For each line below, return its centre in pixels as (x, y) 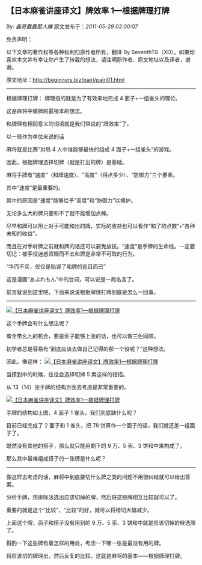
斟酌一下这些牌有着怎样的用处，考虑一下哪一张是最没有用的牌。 (85, 543)
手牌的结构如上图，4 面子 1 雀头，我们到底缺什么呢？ (72, 412)
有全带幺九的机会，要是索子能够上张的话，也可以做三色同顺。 (83, 336)
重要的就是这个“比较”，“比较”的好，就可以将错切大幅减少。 (79, 510)
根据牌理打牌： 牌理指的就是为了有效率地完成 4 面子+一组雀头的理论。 (94, 98)
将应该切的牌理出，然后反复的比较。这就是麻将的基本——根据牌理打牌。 (96, 555)
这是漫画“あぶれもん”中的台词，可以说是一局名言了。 (72, 279)
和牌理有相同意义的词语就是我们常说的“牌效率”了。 (69, 124)
